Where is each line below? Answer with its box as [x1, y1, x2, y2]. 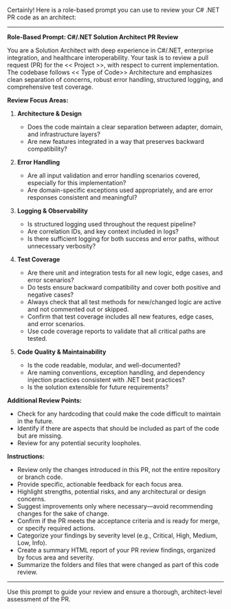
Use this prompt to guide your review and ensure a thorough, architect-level [7, 588, 222, 596]
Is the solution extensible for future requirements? [27, 383, 169, 391]
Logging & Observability [16, 206, 88, 215]
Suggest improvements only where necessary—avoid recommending [16, 502, 213, 510]
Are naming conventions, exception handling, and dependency [27, 368, 205, 376]
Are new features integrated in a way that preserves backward [27, 138, 205, 145]
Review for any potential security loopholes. [16, 439, 142, 447]
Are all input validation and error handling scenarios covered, [27, 171, 201, 180]
